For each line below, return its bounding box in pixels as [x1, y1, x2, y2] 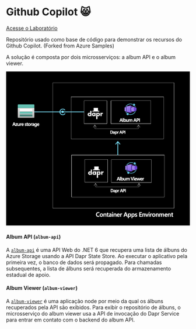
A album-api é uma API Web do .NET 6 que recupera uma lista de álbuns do [6, 246, 188, 253]
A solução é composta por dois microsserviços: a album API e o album [6, 53, 176, 60]
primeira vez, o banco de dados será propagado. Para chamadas [6, 259, 162, 266]
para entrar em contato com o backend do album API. [6, 316, 135, 323]
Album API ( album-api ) [6, 234, 61, 241]
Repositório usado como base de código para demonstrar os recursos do [6, 36, 183, 43]
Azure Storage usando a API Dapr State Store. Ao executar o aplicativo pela [6, 252, 188, 259]
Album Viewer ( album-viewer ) [6, 285, 78, 292]
